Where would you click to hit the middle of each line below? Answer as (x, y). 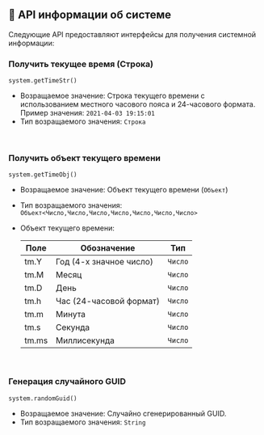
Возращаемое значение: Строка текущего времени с (112, 96)
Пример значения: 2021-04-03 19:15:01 (88, 113)
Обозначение (108, 248)
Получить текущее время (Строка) (81, 64)
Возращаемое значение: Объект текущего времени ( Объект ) (124, 190)
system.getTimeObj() (43, 175)
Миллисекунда (85, 340)
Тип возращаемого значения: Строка (83, 121)
